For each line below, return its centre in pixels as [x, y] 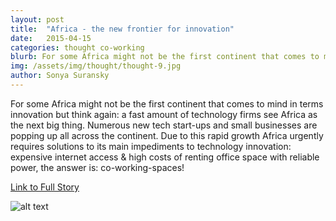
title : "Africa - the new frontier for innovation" [122, 29]
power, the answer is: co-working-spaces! [97, 167]
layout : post [37, 19]
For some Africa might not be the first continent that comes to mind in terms [167, 103]
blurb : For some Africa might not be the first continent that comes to [165, 57]
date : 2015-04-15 [51, 38]
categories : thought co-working [77, 47]
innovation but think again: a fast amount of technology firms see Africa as [164, 114]
